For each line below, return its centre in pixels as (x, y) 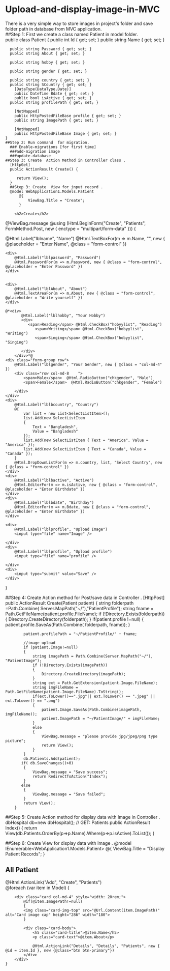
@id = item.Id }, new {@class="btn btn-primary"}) (60, 950)
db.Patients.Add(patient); (52, 759)
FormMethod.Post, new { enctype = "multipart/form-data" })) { (71, 229)
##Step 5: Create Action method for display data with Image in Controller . (83, 817)
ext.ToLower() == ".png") (32, 701)
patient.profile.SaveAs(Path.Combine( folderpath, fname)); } (68, 624)
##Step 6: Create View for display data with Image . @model (69, 843)
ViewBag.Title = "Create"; (56, 200)
